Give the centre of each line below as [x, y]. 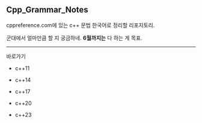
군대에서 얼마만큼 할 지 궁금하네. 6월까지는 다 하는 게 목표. [74, 38]
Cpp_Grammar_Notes [47, 10]
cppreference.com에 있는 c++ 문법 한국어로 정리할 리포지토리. [81, 25]
